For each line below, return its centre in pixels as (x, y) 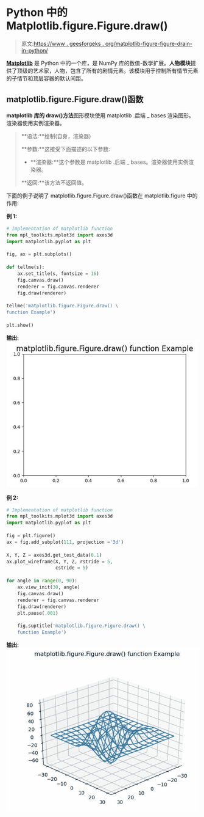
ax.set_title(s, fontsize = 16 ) (58, 273)
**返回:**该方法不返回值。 (54, 182)
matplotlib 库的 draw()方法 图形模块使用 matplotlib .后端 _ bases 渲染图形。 (100, 115)
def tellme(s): (26, 267)
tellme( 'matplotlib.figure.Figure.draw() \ (62, 306)
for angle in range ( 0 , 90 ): (42, 581)
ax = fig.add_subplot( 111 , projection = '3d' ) (65, 542)
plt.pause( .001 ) (38, 613)
